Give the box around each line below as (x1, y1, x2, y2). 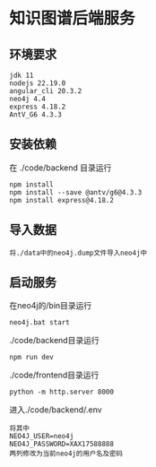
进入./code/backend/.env (9, 404, 102, 415)
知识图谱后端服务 (9, 8, 136, 29)
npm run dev (9, 353, 54, 362)
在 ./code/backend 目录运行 (9, 162, 112, 173)
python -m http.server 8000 (9, 387, 115, 397)
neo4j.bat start (9, 318, 70, 327)
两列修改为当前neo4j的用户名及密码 (9, 449, 124, 458)
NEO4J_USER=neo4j (9, 432, 74, 441)
